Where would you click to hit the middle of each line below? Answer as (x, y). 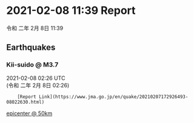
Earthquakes (31, 48)
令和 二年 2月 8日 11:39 (35, 28)
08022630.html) (25, 102)
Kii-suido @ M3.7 (32, 65)
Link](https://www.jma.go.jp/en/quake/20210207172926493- (113, 97)
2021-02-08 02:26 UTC (36, 78)
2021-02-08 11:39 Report (71, 11)
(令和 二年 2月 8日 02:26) (38, 85)
